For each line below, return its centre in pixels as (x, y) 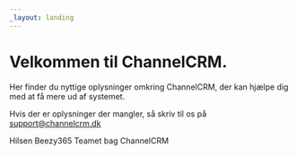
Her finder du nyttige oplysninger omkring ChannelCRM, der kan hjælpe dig (149, 87)
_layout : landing (42, 17)
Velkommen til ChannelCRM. (118, 61)
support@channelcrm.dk (55, 123)
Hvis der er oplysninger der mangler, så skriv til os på (108, 114)
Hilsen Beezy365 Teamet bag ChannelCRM (89, 141)
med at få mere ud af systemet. (67, 96)
